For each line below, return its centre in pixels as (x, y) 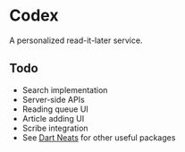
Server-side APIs (53, 99)
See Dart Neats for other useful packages (99, 137)
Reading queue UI (55, 109)
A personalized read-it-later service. (76, 40)
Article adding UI (53, 118)
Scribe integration (55, 128)
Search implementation (65, 89)
